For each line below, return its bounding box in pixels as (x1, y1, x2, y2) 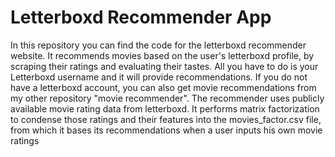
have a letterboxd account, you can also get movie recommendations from (10, 81, 317, 93)
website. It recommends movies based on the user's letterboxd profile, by (10, 49, 315, 61)
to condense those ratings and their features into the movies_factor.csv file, (10, 113, 322, 125)
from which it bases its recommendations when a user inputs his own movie (10, 124, 323, 136)
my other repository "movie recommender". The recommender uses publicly (10, 92, 325, 104)
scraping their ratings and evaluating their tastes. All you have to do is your (10, 60, 319, 72)
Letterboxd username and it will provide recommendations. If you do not (10, 71, 308, 83)
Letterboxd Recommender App (10, 6, 272, 29)
